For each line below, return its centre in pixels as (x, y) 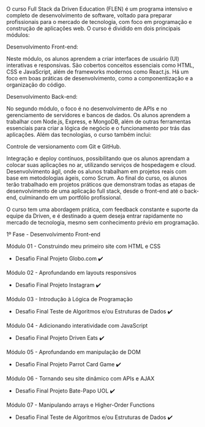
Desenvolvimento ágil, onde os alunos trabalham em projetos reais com (96, 171)
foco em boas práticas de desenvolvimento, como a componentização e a (100, 78)
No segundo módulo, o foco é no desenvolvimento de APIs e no (87, 109)
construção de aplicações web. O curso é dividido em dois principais (93, 28)
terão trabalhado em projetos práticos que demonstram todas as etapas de (101, 184)
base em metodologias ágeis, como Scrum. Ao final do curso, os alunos (97, 178)
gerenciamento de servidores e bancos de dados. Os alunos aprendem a (98, 115)
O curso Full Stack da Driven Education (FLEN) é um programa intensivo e (99, 9)
